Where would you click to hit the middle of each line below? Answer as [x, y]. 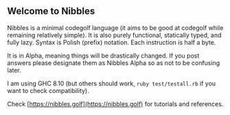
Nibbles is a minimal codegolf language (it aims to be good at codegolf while [115, 27]
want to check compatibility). [48, 90]
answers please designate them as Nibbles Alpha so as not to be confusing [114, 63]
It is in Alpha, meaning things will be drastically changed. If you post [103, 55]
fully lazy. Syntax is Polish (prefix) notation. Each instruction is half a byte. [112, 42]
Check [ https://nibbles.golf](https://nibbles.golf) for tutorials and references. [115, 104]
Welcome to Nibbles [51, 11]
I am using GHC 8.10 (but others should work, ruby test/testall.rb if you [112, 83]
